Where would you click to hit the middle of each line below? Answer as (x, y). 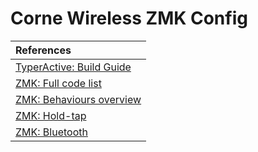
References (43, 50)
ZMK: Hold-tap (51, 115)
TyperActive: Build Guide (73, 67)
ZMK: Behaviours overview (78, 99)
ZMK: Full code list (58, 83)
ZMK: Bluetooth (51, 132)
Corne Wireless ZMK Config (129, 18)
